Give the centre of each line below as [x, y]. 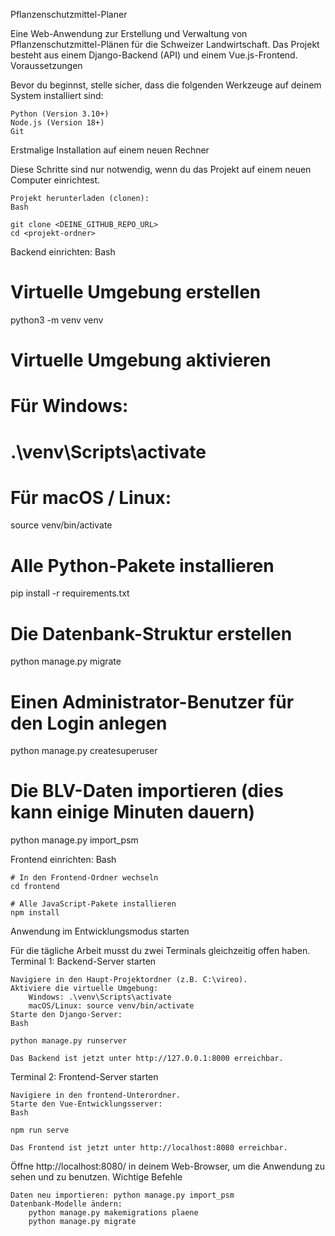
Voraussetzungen [46, 65]
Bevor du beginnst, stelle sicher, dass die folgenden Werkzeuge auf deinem [166, 85]
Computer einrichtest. [55, 180]
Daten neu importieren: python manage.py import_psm [122, 1195]
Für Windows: [69, 406]
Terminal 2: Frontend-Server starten [84, 1077]
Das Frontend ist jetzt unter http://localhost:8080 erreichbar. [149, 1148]
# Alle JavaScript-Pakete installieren [93, 904]
